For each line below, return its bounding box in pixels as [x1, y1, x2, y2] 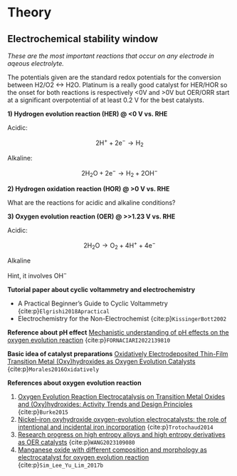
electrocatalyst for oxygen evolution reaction [17, 453, 149, 462]
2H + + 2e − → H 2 [95, 137, 144, 148]
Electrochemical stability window [7, 33, 159, 45]
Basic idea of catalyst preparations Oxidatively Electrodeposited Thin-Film [7, 350, 228, 358]
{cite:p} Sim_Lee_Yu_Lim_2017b [17, 461, 104, 470]
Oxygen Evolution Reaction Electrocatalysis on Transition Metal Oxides [17, 393, 226, 401]
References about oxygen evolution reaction [7, 379, 142, 388]
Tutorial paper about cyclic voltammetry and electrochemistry [7, 285, 196, 294]
